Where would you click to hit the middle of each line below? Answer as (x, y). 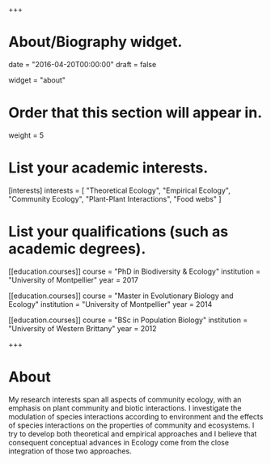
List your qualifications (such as (119, 232)
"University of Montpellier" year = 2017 (74, 279)
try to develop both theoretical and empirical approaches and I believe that (133, 433)
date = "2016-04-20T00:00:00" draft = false (83, 64)
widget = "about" (37, 80)
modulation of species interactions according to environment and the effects (136, 416)
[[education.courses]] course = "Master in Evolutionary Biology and (121, 296)
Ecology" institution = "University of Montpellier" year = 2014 (110, 304)
